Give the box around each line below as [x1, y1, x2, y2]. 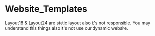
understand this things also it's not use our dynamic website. [5, 25, 129, 31]
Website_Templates [5, 3, 88, 15]
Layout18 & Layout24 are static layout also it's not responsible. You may [5, 20, 151, 26]
